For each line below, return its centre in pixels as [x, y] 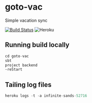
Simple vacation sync [26, 20]
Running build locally [37, 45]
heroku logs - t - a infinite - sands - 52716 [46, 96]
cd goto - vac [17, 56]
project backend [21, 65]
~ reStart [14, 70]
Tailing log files [28, 84]
